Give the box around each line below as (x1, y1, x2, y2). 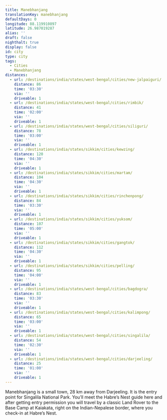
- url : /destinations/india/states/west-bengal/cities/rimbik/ (9, 101, 144, 106)
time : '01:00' (14, 366, 43, 371)
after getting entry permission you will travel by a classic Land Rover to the (5, 399, 159, 405)
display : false (5, 45, 37, 50)
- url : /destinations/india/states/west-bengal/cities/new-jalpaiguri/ (9, 77, 162, 82)
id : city (5, 49, 23, 54)
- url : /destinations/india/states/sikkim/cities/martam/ (9, 170, 133, 175)
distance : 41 (14, 105, 41, 110)
